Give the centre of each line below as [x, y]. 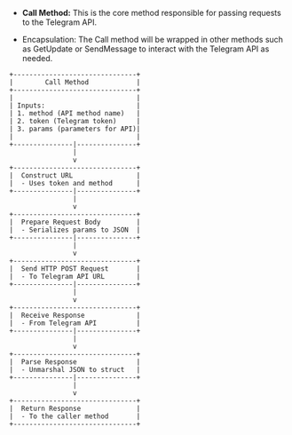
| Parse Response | [75, 362]
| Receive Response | [75, 315]
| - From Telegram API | [75, 323]
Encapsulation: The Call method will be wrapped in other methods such [153, 40]
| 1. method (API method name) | [75, 114]
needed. [37, 58]
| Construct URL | [75, 176]
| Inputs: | [75, 106]
